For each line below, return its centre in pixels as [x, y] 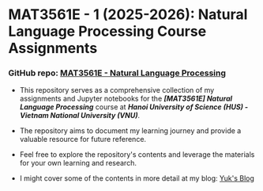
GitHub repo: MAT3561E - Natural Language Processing [117, 73]
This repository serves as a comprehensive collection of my [117, 90]
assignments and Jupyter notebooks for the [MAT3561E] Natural [126, 99]
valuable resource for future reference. [83, 139]
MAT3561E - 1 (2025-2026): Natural [128, 15]
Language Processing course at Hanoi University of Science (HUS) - [134, 107]
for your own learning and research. [78, 163]
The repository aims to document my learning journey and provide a [130, 131]
